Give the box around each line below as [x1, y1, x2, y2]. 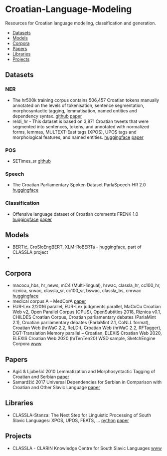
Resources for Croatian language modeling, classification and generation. [5, 20, 156, 26]
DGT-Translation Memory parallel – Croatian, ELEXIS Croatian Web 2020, [12, 330, 162, 336]
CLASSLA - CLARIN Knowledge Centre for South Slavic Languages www [12, 445, 162, 451]
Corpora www [12, 341, 42, 347]
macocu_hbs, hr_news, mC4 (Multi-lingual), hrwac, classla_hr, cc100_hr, [12, 282, 161, 288]
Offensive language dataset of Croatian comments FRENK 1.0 [12, 211, 139, 217]
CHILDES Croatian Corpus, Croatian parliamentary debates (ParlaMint [12, 314, 156, 320]
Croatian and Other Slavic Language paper [12, 384, 101, 390]
